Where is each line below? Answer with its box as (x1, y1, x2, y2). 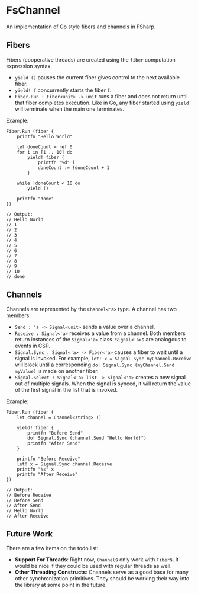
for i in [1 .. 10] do (17, 149, 73, 155)
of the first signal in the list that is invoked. (14, 386, 118, 393)
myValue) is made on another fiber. (14, 367, 99, 374)
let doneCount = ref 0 (17, 143, 73, 150)
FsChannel (6, 4, 60, 17)
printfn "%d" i (37, 159, 76, 165)
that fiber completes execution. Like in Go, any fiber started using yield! (14, 99, 192, 106)
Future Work (6, 529, 53, 539)
